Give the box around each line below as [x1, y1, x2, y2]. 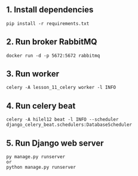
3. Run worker [6, 69, 60, 79]
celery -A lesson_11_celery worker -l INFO [6, 85, 116, 91]
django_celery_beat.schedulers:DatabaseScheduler [6, 122, 133, 128]
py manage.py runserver [6, 154, 66, 160]
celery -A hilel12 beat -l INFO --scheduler [6, 116, 119, 123]
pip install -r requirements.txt [6, 20, 90, 26]
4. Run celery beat [6, 101, 76, 111]
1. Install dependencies [6, 5, 94, 15]
